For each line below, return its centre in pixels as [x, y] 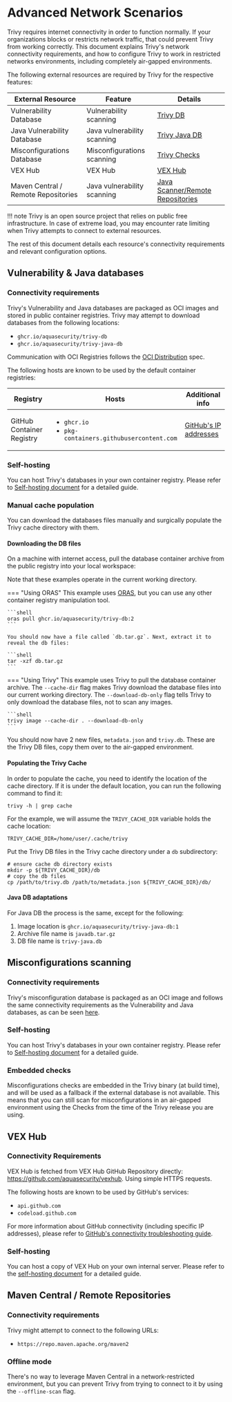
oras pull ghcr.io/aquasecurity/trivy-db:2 [71, 619]
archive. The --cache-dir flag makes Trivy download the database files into [114, 688]
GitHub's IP [203, 425]
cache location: [29, 826]
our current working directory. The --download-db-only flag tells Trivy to [109, 695]
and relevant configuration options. [57, 251]
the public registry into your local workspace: [71, 566]
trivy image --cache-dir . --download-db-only [75, 721]
